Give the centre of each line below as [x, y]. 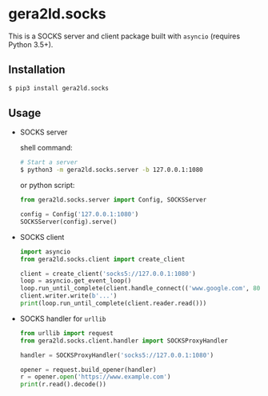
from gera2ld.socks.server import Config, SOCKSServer [113, 200]
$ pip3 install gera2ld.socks [59, 88]
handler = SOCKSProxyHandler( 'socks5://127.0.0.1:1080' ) [117, 355]
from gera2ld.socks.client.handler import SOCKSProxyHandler [124, 341]
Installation [37, 70]
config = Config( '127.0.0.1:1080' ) [79, 214]
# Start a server [49, 162]
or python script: [47, 186]
